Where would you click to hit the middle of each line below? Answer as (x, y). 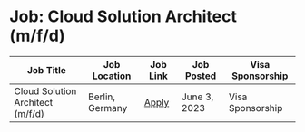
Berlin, (102, 97)
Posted (200, 76)
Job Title (46, 70)
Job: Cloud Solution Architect (123, 17)
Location (112, 76)
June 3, (197, 97)
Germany (108, 108)
